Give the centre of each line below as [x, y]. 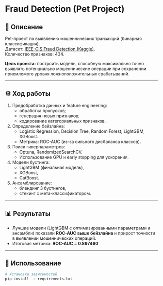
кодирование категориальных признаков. [63, 121]
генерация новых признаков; [49, 116]
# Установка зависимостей [31, 274]
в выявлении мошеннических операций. [54, 238]
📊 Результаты [28, 214]
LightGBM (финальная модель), [52, 167]
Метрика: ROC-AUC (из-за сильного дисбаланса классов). [80, 142]
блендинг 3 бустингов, [43, 188]
